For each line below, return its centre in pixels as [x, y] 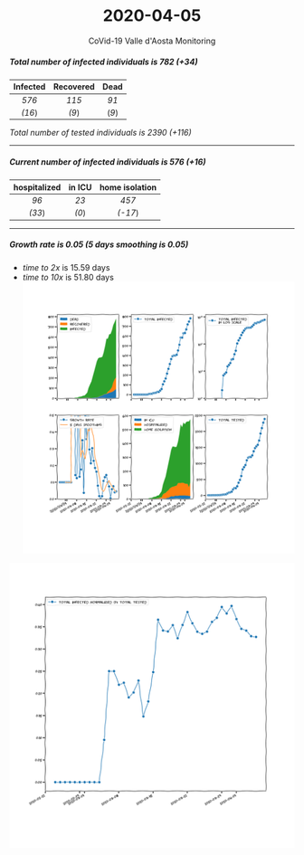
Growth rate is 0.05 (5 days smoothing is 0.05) [99, 244]
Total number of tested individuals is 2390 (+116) [100, 133]
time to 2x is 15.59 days [66, 267]
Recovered [74, 87]
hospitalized [37, 187]
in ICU [80, 187]
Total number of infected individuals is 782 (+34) [104, 62]
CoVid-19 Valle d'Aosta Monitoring [152, 41]
